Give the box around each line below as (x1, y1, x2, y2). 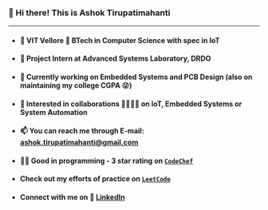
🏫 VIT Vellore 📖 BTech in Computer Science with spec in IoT (19, 35, 220, 45)
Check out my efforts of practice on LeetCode (19, 174, 171, 184)
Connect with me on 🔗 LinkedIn (19, 192, 125, 202)
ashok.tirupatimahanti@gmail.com (19, 137, 139, 147)
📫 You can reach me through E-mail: (19, 126, 145, 136)
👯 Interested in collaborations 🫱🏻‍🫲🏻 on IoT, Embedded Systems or (19, 99, 242, 109)
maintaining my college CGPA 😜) (19, 81, 132, 90)
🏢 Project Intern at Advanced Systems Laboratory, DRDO (19, 53, 211, 63)
